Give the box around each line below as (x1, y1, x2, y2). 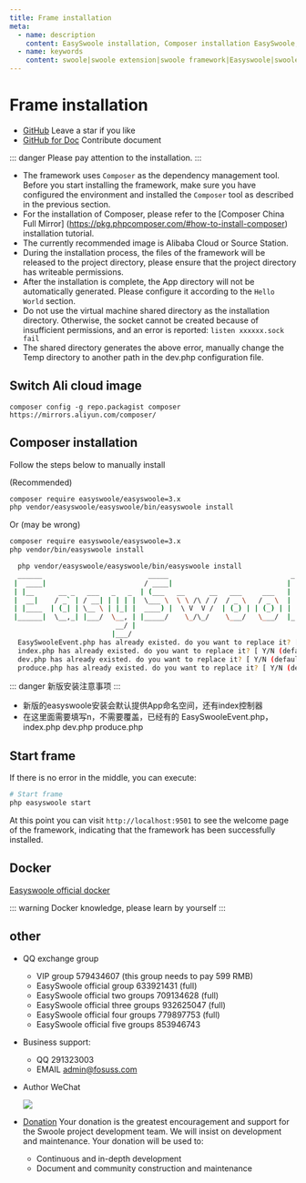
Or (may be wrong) (9, 520, 81, 531)
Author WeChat (22, 1081, 81, 1092)
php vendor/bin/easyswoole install (9, 545, 145, 555)
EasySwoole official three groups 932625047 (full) (36, 999, 226, 1010)
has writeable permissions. (22, 266, 125, 278)
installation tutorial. (22, 227, 95, 238)
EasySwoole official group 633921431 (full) (36, 980, 198, 991)
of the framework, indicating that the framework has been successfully (9, 824, 276, 835)
